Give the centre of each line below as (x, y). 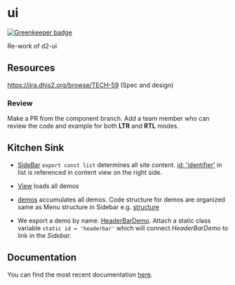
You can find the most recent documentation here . (80, 274)
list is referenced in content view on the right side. (90, 172)
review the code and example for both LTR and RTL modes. (93, 126)
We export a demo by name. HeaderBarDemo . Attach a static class (114, 220)
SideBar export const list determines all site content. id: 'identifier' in (120, 165)
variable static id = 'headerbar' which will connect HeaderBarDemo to (123, 228)
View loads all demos (48, 186)
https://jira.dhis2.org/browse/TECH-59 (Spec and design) (90, 85)
